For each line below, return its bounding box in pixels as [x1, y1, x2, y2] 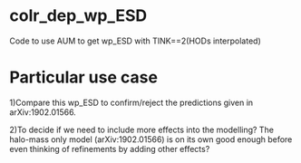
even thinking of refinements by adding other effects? [9, 143, 210, 154]
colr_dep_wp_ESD [9, 5, 148, 26]
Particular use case [9, 67, 159, 88]
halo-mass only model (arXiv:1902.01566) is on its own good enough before [9, 133, 293, 145]
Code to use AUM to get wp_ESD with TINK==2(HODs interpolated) [9, 35, 261, 46]
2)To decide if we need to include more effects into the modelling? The [9, 124, 275, 135]
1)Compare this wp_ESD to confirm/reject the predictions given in [9, 97, 254, 108]
